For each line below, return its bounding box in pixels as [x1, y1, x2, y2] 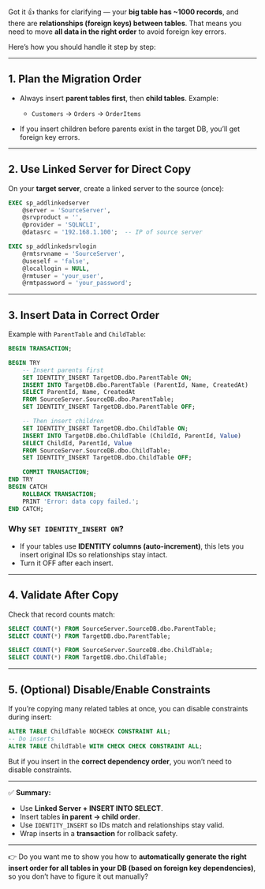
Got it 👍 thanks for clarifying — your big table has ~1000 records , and [8, 7, 239, 17]
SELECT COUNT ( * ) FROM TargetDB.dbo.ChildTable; [8, 654, 168, 662]
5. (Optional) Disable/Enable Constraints [8, 683, 211, 696]
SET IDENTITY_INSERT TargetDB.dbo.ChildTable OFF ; [22, 454, 192, 462]
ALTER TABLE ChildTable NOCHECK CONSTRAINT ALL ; [8, 727, 171, 735]
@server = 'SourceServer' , [22, 206, 111, 214]
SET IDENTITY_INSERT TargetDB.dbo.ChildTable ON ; [22, 424, 189, 433]
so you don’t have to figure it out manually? [8, 872, 148, 881]
